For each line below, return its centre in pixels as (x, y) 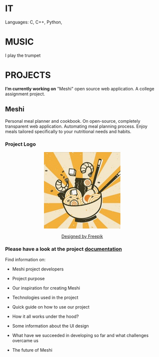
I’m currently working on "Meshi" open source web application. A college (80, 89)
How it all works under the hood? (45, 316)
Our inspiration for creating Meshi (46, 288)
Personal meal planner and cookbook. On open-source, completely (73, 121)
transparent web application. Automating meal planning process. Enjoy (76, 126)
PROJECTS (28, 75)
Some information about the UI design (50, 326)
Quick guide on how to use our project (51, 307)
